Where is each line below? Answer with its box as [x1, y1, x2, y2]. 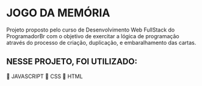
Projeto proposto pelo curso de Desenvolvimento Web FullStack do [6, 26, 175, 33]
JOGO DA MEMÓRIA [6, 6, 110, 20]
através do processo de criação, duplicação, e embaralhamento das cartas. [6, 39, 197, 46]
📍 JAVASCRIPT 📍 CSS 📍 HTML [6, 73, 84, 80]
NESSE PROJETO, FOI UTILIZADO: [6, 56, 137, 67]
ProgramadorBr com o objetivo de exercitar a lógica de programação [6, 32, 179, 39]
